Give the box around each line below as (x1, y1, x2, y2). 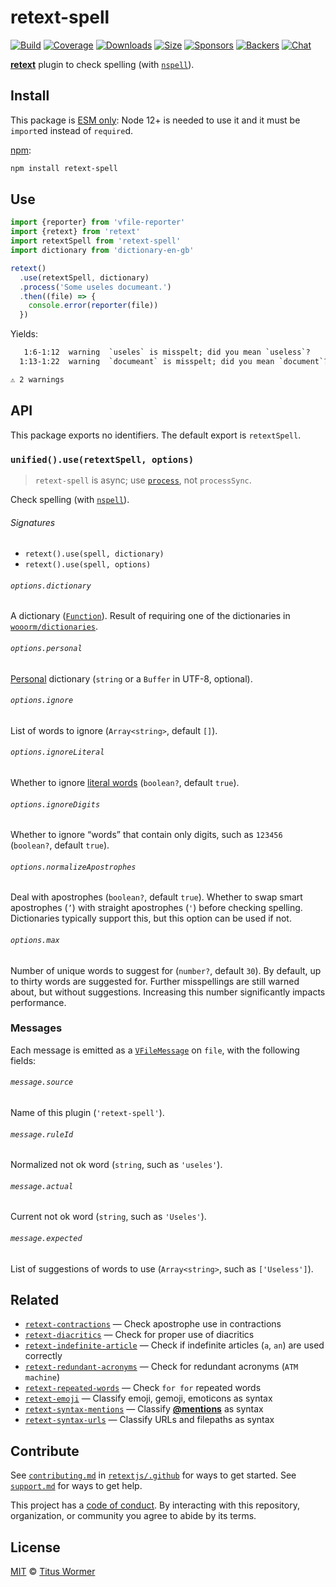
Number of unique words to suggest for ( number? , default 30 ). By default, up (10, 964, 322, 976)
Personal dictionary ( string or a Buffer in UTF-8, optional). (10, 672, 253, 685)
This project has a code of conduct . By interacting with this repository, (10, 1499, 300, 1511)
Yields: (10, 328, 39, 340)
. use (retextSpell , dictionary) (19, 272, 150, 283)
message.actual (10, 1181, 74, 1191)
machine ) (24, 1371, 61, 1383)
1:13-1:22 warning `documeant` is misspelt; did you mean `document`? (19, 357, 329, 367)
